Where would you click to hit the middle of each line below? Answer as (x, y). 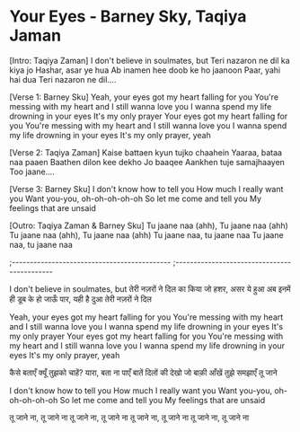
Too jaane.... (32, 172)
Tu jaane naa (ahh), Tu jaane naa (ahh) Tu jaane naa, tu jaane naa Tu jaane (147, 234)
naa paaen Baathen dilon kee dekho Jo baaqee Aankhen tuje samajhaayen (147, 162)
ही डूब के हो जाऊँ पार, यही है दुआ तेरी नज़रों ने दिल (81, 299)
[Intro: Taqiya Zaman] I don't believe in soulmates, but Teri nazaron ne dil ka (150, 60)
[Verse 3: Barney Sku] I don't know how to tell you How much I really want (146, 189)
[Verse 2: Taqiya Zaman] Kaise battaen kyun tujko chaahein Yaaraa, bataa (146, 152)
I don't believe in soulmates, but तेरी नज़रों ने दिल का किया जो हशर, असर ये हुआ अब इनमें (150, 288)
